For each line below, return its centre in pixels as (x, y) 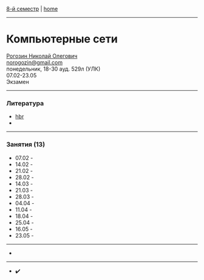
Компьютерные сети (62, 39)
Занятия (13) (26, 144)
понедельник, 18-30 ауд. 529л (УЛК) (53, 69)
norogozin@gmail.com (34, 62)
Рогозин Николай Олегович (42, 56)
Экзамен (18, 82)
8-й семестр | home (32, 9)
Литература (25, 103)
